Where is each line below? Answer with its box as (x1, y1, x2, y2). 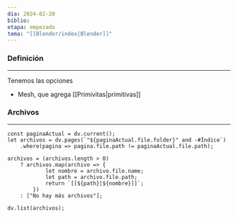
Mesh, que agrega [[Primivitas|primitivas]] (17, 90, 141, 98)
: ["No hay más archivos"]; (20, 192, 103, 199)
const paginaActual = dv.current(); (7, 130, 115, 137)
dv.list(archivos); (7, 205, 65, 212)
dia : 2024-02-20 (7, 10, 55, 18)
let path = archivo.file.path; (45, 173, 138, 180)
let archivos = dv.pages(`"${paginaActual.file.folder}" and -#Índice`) (7, 136, 227, 144)
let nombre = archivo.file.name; (45, 167, 144, 174)
